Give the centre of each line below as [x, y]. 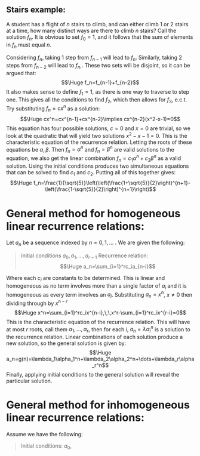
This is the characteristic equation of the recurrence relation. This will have [98, 322]
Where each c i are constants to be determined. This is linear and [86, 278]
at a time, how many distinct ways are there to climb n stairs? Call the [91, 30]
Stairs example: [36, 10]
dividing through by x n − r [37, 303]
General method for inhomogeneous [98, 405]
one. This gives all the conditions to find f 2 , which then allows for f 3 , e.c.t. [97, 100]
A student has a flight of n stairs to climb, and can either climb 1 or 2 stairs [97, 24]
